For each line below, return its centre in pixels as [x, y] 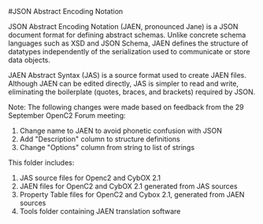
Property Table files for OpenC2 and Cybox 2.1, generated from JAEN [132, 195]
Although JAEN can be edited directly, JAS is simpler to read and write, [123, 83]
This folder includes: [41, 163]
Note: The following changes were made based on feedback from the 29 [126, 107]
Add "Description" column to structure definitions [100, 139]
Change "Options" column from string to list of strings [107, 147]
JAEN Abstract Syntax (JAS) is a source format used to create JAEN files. [127, 75]
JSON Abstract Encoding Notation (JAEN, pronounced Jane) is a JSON [123, 26]
